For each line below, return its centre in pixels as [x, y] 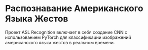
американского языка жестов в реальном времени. [60, 42]
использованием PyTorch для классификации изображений [68, 37]
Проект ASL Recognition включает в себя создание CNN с [66, 32]
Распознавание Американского [74, 8]
